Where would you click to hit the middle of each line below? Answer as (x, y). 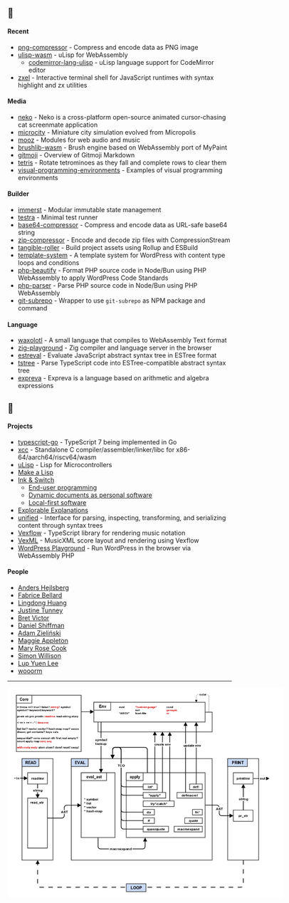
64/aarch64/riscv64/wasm (57, 457)
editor (37, 70)
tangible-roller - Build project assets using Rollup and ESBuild (107, 247)
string (26, 233)
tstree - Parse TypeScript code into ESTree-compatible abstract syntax (122, 363)
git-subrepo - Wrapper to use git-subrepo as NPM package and (111, 301)
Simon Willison (40, 656)
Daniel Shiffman (41, 625)
